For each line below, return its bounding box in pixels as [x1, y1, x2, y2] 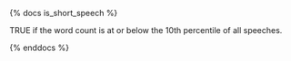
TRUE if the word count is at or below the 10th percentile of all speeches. [9, 25, 283, 35]
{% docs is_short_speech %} [9, 8, 118, 18]
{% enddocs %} [9, 42, 70, 53]
